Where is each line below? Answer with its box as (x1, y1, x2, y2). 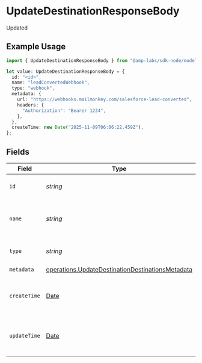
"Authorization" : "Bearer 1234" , (22, 107, 106, 114)
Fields (6, 146, 30, 157)
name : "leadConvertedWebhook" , (11, 79, 90, 85)
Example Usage (6, 42, 66, 52)
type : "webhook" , (11, 85, 55, 92)
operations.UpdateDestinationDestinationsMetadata (46, 265, 193, 274)
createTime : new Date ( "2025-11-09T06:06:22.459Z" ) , (11, 125, 144, 131)
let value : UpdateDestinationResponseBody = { (6, 68, 125, 75)
